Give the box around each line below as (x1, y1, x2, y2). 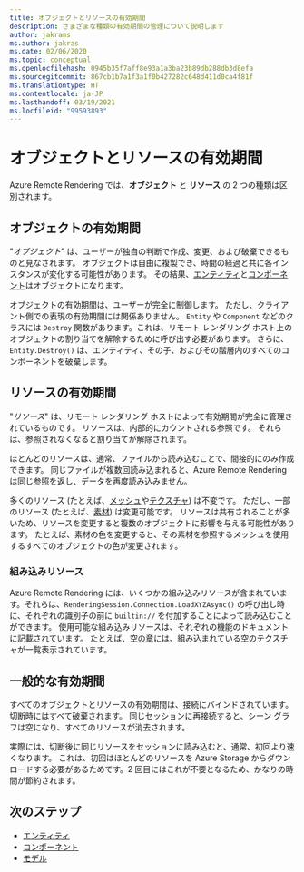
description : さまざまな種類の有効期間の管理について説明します (9, 22, 225, 31)
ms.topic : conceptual (9, 55, 92, 64)
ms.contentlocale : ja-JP (9, 89, 103, 98)
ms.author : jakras (9, 38, 79, 48)
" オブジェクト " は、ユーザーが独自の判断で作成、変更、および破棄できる (9, 246, 281, 257)
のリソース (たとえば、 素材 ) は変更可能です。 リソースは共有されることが (9, 505, 283, 517)
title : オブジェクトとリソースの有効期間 (9, 13, 146, 23)
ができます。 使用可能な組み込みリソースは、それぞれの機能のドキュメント (9, 622, 289, 632)
